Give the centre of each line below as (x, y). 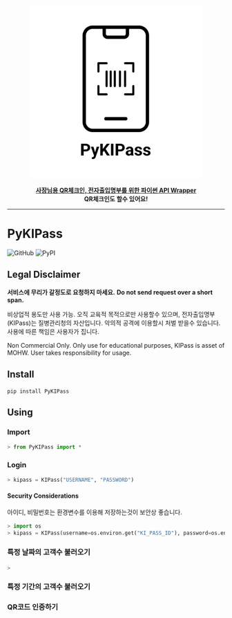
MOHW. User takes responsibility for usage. (69, 353)
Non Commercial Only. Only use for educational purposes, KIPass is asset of (116, 345)
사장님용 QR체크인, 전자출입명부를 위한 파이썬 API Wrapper (116, 190)
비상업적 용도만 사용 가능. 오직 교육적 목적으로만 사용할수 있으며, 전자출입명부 (111, 314)
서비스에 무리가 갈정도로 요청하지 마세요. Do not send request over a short (110, 292)
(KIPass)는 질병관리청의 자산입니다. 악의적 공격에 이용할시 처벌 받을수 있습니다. (114, 323)
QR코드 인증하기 (33, 607)
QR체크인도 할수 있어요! (116, 199)
